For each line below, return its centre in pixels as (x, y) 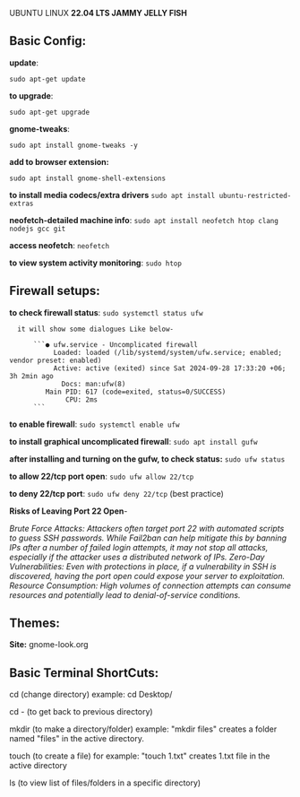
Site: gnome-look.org (49, 645)
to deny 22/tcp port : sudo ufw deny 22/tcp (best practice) (116, 493)
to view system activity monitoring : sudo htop (95, 263)
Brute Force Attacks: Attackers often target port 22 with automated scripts (147, 528)
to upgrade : (31, 95)
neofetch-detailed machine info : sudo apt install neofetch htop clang (144, 220)
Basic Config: (48, 41)
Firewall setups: (55, 291)
